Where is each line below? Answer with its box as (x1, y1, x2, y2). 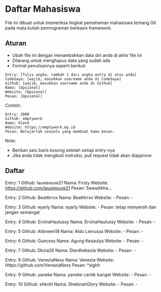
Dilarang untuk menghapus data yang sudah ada (12, 58, 111, 63)
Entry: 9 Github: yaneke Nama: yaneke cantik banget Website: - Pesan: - (5, 271, 151, 277)
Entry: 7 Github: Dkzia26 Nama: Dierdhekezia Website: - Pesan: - (5, 247, 136, 253)
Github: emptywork (5, 116, 43, 121)
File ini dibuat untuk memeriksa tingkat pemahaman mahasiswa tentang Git (5, 20, 157, 26)
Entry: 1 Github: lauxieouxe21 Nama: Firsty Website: (5, 179, 109, 185)
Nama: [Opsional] (5, 85, 41, 90)
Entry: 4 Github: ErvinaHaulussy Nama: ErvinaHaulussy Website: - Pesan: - (5, 219, 156, 225)
